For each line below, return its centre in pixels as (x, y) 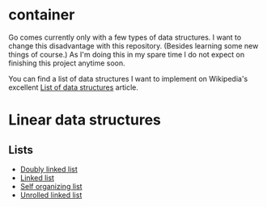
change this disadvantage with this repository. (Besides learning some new (133, 45)
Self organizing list (51, 186)
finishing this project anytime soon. (67, 63)
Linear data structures (85, 120)
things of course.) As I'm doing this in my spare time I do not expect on (127, 54)
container (42, 15)
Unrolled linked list (51, 195)
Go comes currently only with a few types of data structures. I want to (125, 37)
